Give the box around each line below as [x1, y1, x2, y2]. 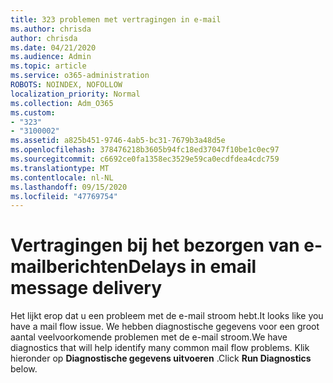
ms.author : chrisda [10, 24, 92, 34]
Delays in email [128, 256, 257, 278]
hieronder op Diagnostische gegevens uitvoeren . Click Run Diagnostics [10, 352, 312, 365]
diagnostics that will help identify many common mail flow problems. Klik [10, 342, 310, 354]
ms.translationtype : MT [10, 163, 110, 173]
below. [10, 363, 38, 375]
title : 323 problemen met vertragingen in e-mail [10, 14, 222, 25]
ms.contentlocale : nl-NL [10, 172, 114, 183]
